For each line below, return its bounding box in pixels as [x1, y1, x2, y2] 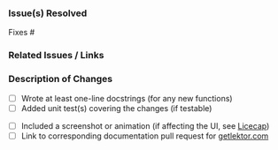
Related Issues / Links [8, 49, 104, 62]
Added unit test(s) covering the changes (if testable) [20, 102, 212, 113]
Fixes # [8, 27, 35, 38]
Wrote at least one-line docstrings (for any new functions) [20, 93, 233, 103]
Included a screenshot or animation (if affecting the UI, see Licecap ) [20, 120, 270, 131]
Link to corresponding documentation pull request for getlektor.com [20, 131, 269, 141]
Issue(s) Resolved [8, 7, 88, 19]
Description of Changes [8, 73, 112, 86]
